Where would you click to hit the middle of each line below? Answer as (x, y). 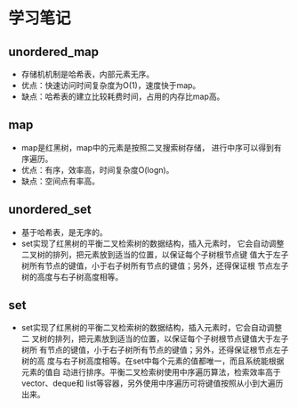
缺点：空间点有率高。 (60, 181)
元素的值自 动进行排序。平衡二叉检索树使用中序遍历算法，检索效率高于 (151, 372)
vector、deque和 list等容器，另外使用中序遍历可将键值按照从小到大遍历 (152, 383)
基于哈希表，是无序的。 (64, 232)
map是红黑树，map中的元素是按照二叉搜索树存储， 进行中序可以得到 (148, 147)
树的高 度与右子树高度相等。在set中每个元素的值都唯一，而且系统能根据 (153, 361)
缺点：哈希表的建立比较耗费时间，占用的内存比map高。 (123, 96)
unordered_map (54, 51)
